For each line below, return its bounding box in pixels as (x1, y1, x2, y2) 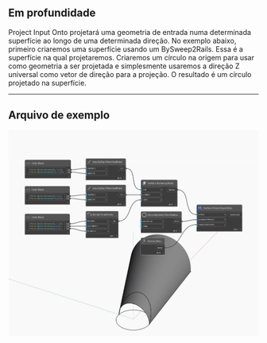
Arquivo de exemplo (8, 109, 110, 122)
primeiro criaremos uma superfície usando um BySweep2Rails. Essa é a (8, 44, 244, 54)
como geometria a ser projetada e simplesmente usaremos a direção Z (8, 61, 240, 71)
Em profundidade (8, 6, 96, 20)
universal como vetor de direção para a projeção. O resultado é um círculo (8, 69, 252, 79)
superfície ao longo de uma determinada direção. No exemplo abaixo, (8, 36, 237, 45)
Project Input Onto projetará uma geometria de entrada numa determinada (8, 27, 252, 37)
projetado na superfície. (8, 78, 87, 87)
